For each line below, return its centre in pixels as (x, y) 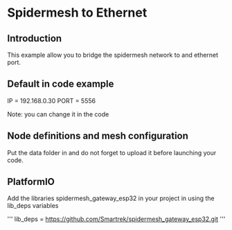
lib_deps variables (33, 206)
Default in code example (61, 84)
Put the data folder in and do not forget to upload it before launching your (112, 152)
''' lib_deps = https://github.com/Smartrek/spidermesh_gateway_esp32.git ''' (116, 219)
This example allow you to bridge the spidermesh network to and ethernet (113, 55)
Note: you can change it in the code (58, 114)
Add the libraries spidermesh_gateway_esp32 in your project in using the (111, 198)
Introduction (35, 38)
